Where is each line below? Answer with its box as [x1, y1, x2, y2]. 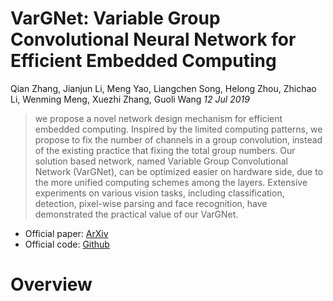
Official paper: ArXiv [24, 227, 109, 239]
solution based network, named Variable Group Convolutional [34, 155, 288, 167]
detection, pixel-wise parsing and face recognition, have [34, 197, 268, 209]
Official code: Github [24, 238, 110, 250]
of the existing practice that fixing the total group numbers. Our [34, 144, 296, 156]
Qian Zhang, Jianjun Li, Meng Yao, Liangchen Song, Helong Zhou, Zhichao [10, 82, 317, 94]
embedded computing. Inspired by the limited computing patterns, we [34, 123, 323, 135]
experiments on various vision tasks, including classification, [34, 187, 285, 199]
